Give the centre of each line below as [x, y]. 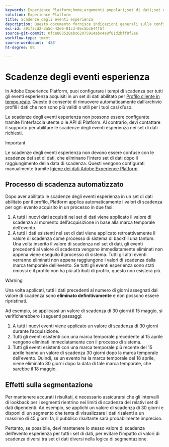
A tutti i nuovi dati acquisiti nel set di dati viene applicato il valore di [82, 217]
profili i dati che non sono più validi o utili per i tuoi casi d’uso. [69, 107]
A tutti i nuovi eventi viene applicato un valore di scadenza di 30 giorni [85, 326]
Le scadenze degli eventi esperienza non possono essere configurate [77, 117]
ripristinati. [16, 301]
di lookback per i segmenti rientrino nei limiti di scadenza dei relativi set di [82, 403]
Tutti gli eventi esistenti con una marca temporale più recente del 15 [82, 347]
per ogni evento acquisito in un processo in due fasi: [60, 207]
